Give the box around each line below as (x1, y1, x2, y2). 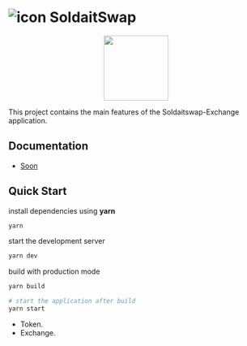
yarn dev (8, 252, 38, 260)
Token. (19, 319, 43, 329)
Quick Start (8, 184, 67, 198)
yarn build (8, 283, 45, 291)
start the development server (8, 236, 105, 246)
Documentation (8, 139, 89, 154)
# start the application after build (8, 297, 136, 305)
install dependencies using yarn (8, 205, 116, 215)
